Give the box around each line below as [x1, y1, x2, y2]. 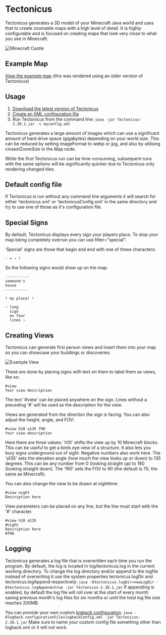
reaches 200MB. [5, 600, 40, 606]
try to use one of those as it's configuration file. [5, 204, 103, 210]
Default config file [5, 180, 62, 189]
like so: [5, 374, 20, 380]
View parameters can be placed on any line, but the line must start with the [5, 503, 159, 509]
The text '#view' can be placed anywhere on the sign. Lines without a [5, 397, 147, 403]
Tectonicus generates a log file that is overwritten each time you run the [5, 558, 152, 564]
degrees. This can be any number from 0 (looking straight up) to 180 [5, 461, 145, 466]
